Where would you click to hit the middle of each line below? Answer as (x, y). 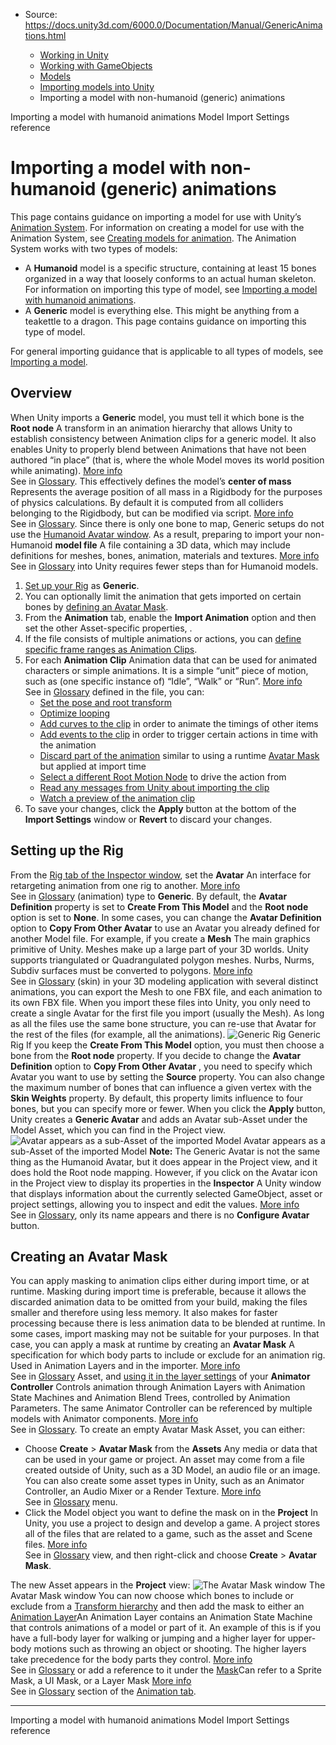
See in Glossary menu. (71, 1502)
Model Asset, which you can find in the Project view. (118, 1130)
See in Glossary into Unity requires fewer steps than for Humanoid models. (164, 566)
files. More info (56, 1545)
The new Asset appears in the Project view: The (168, 1585)
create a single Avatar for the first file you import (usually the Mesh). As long (167, 1013)
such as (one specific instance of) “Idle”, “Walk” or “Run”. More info (163, 681)
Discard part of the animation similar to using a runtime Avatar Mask (179, 755)
